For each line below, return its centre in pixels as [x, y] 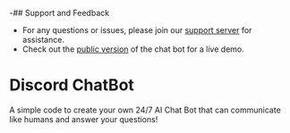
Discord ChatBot [72, 85]
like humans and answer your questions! [84, 119]
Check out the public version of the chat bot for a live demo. [133, 49]
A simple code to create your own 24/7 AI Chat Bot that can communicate [145, 110]
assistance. [43, 40]
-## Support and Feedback [60, 13]
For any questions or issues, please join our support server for [137, 30]
